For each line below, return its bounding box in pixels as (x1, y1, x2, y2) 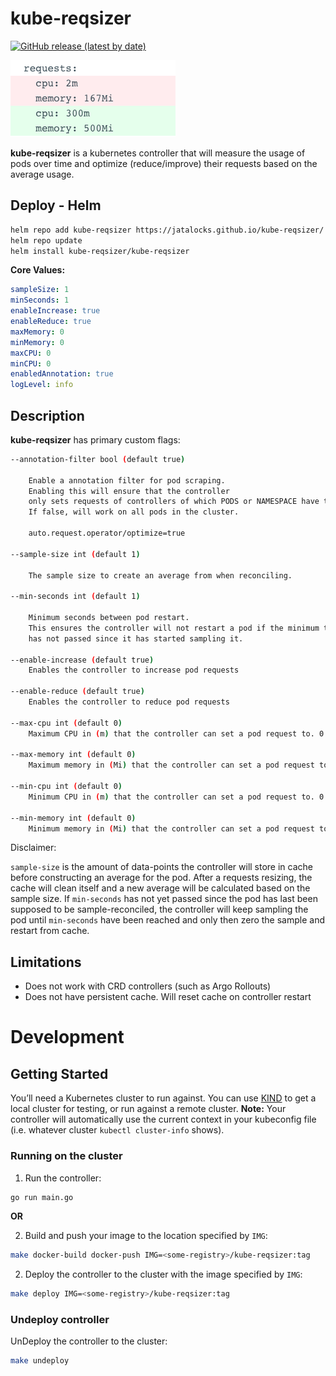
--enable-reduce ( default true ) (10, 687, 145, 697)
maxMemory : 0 (10, 327, 65, 337)
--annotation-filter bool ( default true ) (10, 454, 186, 464)
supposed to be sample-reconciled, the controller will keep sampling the (10, 903, 309, 916)
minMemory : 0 (10, 337, 65, 347)
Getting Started (10, 1065, 109, 1082)
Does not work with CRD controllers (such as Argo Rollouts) (24, 980, 272, 992)
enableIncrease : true (10, 306, 101, 316)
